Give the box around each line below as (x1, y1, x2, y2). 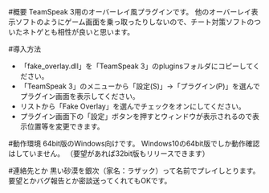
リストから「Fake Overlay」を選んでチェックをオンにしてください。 (19, 101, 247, 111)
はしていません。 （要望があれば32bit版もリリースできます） (8, 149, 210, 158)
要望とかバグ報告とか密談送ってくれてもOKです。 (8, 176, 172, 185)
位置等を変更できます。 (26, 121, 104, 131)
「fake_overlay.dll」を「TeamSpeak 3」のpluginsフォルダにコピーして (19, 61, 253, 71)
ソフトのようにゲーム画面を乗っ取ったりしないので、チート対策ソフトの (14, 17, 255, 27)
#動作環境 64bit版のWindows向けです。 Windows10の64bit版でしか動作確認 (8, 139, 260, 148)
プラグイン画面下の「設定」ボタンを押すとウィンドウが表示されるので (19, 112, 253, 121)
